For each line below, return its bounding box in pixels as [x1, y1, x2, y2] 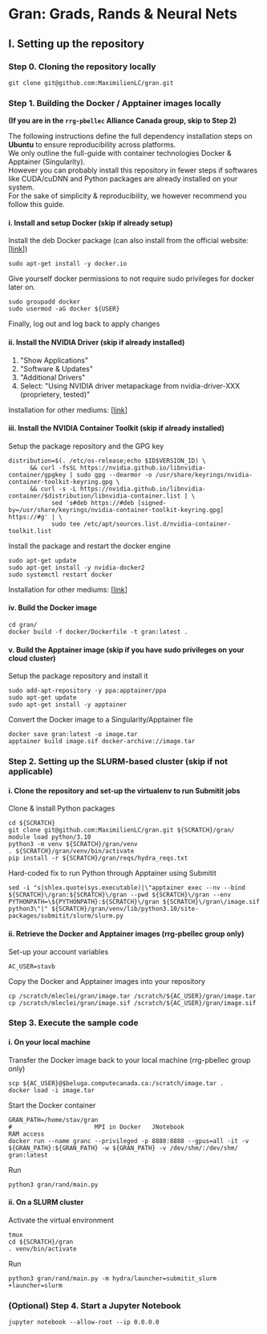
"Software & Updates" [19, 364, 94, 373]
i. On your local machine [8, 1037, 91, 1047]
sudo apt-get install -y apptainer [8, 701, 127, 709]
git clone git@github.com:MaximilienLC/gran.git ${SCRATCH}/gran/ [8, 826, 235, 835]
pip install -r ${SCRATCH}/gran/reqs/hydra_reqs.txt [8, 854, 188, 863]
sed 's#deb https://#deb [51, 498, 135, 506]
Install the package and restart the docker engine [8, 541, 171, 551]
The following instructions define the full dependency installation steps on [8, 132, 253, 141]
